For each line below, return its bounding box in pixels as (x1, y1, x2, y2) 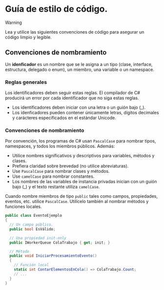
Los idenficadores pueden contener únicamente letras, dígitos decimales (12, 110, 159, 116)
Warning (5, 20, 22, 25)
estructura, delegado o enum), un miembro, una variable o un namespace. (5, 66, 155, 72)
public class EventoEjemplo (5, 213, 62, 218)
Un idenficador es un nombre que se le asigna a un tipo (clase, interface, (5, 61, 153, 67)
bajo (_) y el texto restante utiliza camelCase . (12, 184, 100, 190)
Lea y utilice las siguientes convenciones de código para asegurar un (5, 29, 144, 35)
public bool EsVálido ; (9, 227, 56, 231)
